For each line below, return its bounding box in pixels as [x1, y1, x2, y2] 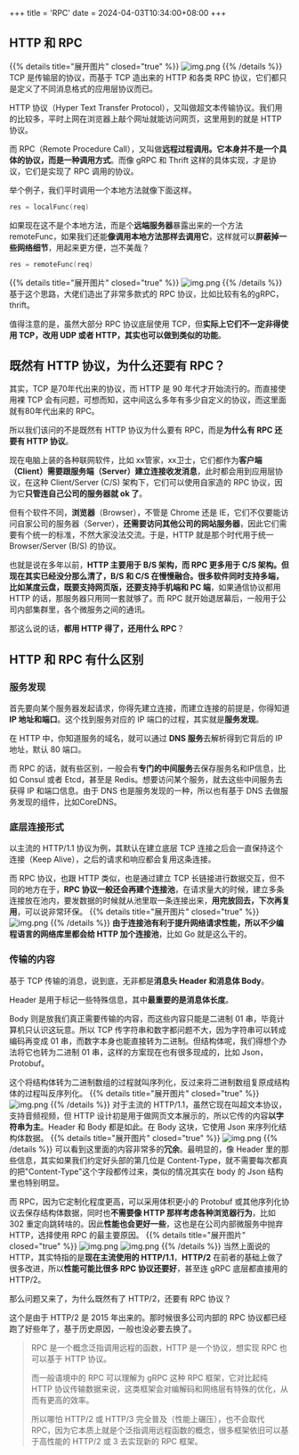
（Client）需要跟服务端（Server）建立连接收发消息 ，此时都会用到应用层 [9, 466, 276, 476]
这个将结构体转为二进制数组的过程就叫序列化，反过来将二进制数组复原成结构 [9, 1077, 290, 1087]
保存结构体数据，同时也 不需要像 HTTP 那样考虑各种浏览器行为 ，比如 [24, 1207, 276, 1218]
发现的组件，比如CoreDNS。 [16, 797, 122, 807]
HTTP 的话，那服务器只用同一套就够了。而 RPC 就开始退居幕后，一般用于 [9, 593, 279, 604]
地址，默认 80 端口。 [9, 744, 86, 755]
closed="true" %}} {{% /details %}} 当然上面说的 [9, 1240, 271, 1252]
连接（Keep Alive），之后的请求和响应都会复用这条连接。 [9, 854, 216, 864]
